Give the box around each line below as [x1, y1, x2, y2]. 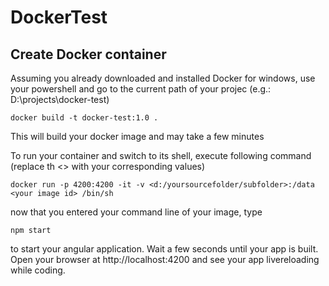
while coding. [10, 264, 66, 276]
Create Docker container [10, 46, 167, 63]
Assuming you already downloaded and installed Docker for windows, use [10, 72, 316, 84]
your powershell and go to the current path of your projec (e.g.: [10, 83, 272, 95]
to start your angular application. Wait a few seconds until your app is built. [10, 243, 319, 255]
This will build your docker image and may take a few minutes [10, 131, 265, 142]
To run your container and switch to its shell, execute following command [10, 150, 312, 161]
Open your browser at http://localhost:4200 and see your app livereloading [10, 254, 320, 265]
